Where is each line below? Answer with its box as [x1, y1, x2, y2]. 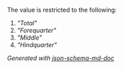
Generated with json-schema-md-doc [7, 54, 115, 62]
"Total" [16, 19, 38, 27]
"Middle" [16, 33, 42, 42]
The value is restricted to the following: [7, 6, 118, 14]
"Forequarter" [16, 27, 57, 34]
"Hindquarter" [16, 41, 57, 49]
